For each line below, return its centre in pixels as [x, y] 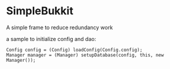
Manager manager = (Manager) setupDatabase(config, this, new [85, 55]
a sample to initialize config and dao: [51, 39]
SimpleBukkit [40, 11]
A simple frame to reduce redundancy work [60, 27]
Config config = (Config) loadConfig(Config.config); [75, 50]
